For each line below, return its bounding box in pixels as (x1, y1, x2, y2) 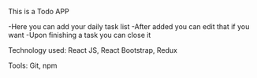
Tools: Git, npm (8, 61, 58, 70)
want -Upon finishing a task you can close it (8, 31, 151, 39)
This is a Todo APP (8, 7, 69, 16)
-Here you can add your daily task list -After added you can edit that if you (8, 22, 250, 31)
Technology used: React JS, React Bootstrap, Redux (8, 46, 177, 54)
